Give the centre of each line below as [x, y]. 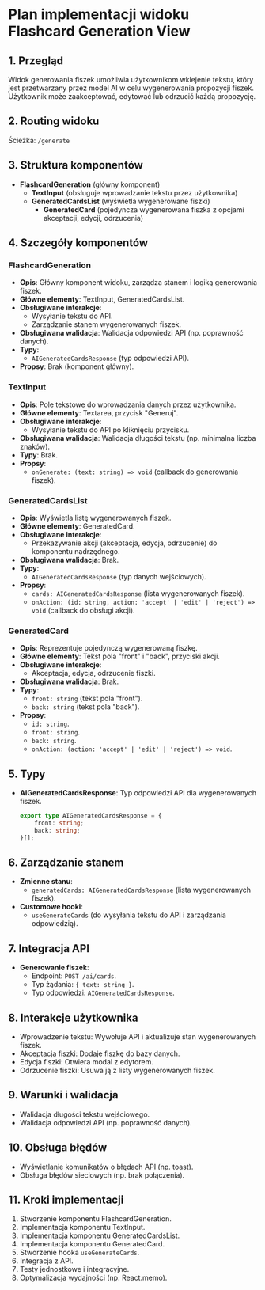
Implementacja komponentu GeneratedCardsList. [100, 1235]
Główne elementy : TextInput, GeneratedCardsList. [102, 299]
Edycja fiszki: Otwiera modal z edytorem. [87, 1061]
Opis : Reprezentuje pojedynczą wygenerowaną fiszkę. [108, 648]
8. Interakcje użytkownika [73, 1017]
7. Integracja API [49, 949]
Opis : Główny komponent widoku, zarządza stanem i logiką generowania [138, 283]
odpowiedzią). [55, 924]
